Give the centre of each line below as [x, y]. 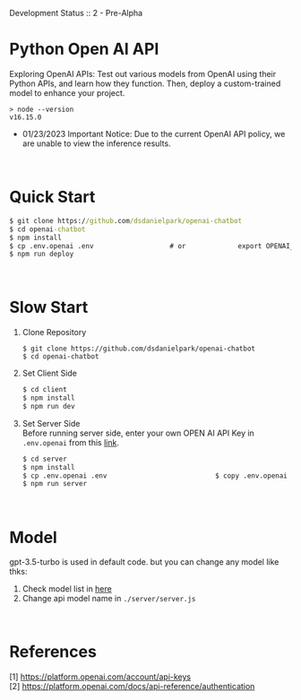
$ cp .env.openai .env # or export [136, 246]
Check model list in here [67, 589]
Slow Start [49, 307]
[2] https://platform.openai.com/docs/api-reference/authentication [132, 687]
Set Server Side [51, 423]
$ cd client [44, 390]
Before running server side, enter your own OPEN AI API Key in [138, 433]
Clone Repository [54, 333]
